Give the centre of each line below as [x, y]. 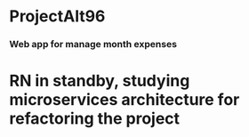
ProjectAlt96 [57, 16]
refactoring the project [95, 119]
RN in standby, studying [100, 81]
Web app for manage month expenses [93, 44]
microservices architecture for [124, 100]
